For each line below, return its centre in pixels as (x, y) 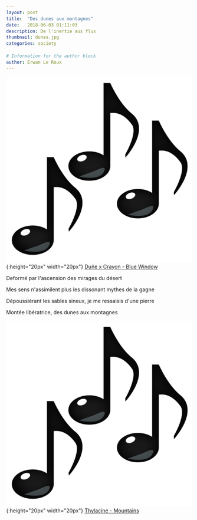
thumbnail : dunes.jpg (33, 37)
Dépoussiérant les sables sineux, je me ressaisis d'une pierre (80, 301)
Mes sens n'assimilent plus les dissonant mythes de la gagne (81, 289)
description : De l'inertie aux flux (51, 31)
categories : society (32, 44)
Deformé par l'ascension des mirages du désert (64, 278)
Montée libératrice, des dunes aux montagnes (62, 312)
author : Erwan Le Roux (34, 62)
